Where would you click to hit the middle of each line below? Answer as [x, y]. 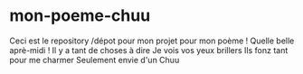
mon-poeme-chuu [80, 16]
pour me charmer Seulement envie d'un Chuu [95, 60]
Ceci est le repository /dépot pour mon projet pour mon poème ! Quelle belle [152, 41]
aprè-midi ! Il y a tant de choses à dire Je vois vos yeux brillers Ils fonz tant [149, 50]
